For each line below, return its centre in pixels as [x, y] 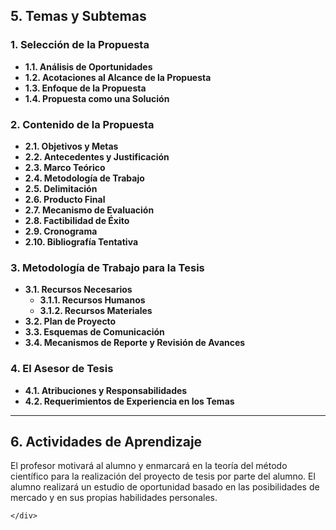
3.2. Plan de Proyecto [70, 321]
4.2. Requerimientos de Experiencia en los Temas [129, 401]
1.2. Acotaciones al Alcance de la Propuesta [118, 77]
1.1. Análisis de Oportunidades [88, 66]
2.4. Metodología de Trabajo [84, 178]
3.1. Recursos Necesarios [78, 290]
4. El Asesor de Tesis [62, 369]
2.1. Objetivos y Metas [71, 146]
